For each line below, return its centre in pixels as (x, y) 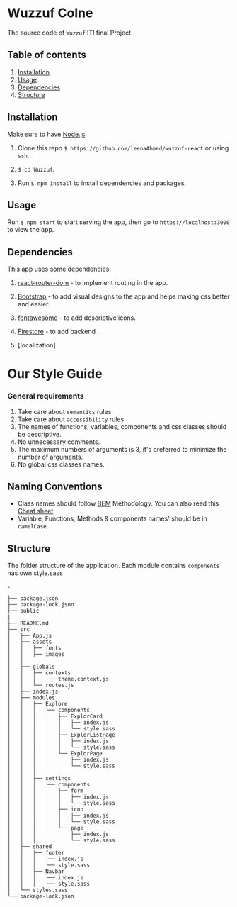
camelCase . (33, 526)
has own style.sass (35, 573)
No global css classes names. (61, 464)
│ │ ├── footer (36, 853)
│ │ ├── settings (39, 779)
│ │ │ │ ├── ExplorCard (55, 717)
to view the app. (31, 230)
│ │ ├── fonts (34, 648)
